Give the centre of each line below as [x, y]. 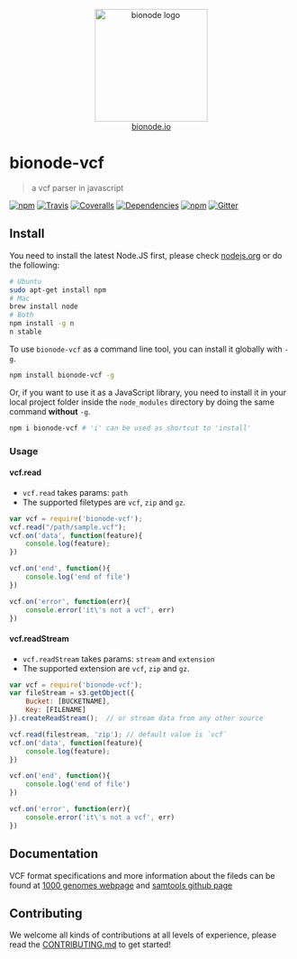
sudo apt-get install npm [58, 290]
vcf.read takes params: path [75, 492]
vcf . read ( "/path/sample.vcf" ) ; [68, 527]
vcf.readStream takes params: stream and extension [118, 659]
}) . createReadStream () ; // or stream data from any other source [136, 718]
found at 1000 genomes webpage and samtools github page [121, 885]
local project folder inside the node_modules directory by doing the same [142, 402]
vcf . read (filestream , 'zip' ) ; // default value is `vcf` [118, 735]
